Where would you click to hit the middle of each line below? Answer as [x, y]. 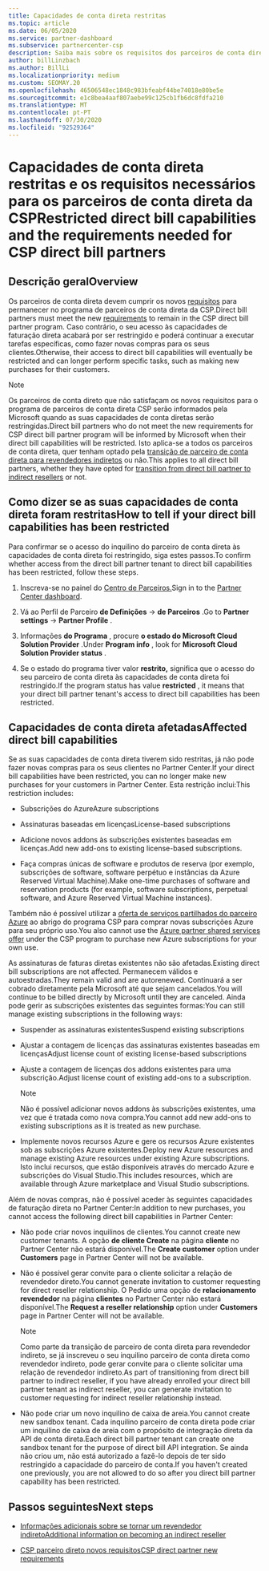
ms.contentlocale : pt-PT [50, 113]
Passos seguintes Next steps [81, 1506]
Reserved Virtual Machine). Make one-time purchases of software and [135, 881]
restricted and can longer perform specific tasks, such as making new [124, 361]
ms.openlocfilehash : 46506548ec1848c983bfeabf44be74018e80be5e [116, 90]
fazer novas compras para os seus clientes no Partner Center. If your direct [131, 768]
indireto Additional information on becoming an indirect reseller [123, 1535]
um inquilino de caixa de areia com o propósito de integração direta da [137, 1431]
